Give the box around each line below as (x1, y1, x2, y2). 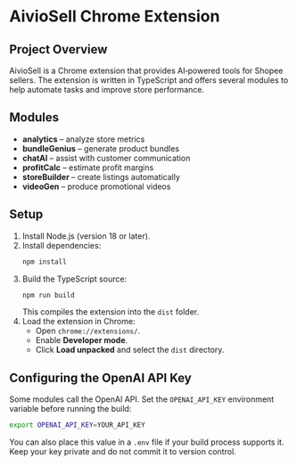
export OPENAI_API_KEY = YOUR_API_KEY (9, 421, 145, 429)
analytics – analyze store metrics (21, 134, 145, 144)
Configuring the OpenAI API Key (9, 370, 192, 385)
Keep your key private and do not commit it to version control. (9, 446, 236, 457)
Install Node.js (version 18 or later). (21, 230, 151, 241)
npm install (21, 257, 67, 266)
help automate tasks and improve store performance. (9, 85, 205, 94)
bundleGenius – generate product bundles (21, 143, 180, 153)
